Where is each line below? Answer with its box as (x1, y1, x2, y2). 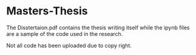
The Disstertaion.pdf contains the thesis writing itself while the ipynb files (6, 24, 190, 31)
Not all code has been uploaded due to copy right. (6, 42, 132, 49)
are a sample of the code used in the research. (6, 30, 123, 37)
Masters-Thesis (6, 4, 88, 18)
